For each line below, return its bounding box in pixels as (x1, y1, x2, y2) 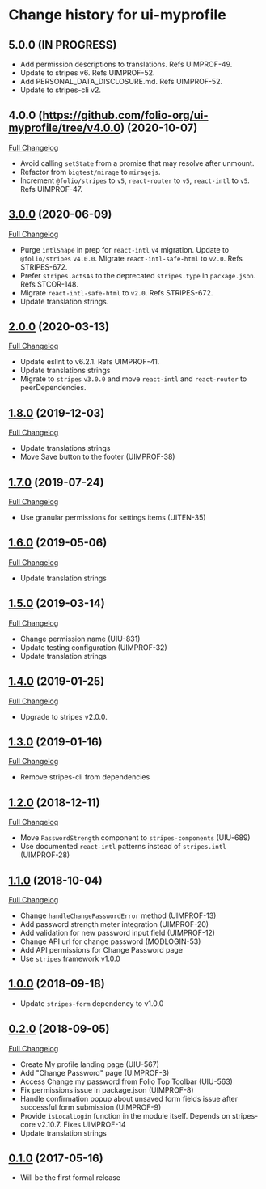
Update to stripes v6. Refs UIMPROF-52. (19, 68, 155, 78)
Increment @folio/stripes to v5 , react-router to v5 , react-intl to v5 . (19, 176, 251, 185)
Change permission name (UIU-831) (19, 634, 141, 643)
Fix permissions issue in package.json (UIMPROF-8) (19, 1085, 194, 1094)
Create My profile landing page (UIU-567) (19, 1059, 160, 1069)
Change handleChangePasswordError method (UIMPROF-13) (19, 911, 217, 920)
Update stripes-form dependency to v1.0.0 (19, 998, 164, 1009)
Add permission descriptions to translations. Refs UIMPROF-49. (19, 59, 233, 69)
